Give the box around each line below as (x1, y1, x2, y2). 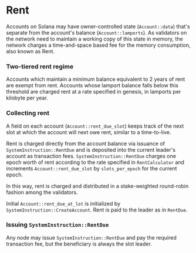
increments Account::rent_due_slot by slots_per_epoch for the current (6, 165, 177, 172)
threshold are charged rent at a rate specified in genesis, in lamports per (6, 88, 181, 95)
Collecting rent (6, 109, 50, 117)
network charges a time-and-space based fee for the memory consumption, (6, 42, 191, 49)
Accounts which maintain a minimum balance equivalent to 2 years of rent (6, 76, 185, 83)
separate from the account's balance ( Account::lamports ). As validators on (6, 29, 187, 36)
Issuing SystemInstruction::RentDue (6, 221, 109, 229)
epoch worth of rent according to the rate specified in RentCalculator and (6, 159, 185, 166)
